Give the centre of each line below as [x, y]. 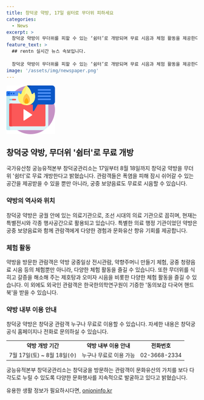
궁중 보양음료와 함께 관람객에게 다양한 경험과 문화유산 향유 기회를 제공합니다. [97, 230]
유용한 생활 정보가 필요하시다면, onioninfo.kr [59, 390]
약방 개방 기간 [43, 345]
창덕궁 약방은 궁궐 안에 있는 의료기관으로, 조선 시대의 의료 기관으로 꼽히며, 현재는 [102, 215]
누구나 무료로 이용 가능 [108, 355]
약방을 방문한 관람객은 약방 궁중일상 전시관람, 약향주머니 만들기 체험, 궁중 [93, 262]
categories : [21, 19]
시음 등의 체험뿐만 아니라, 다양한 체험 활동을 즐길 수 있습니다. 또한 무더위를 [101, 269]
